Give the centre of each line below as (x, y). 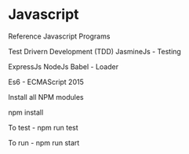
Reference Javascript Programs (59, 36)
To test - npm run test (43, 127)
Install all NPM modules (46, 97)
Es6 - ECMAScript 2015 (46, 82)
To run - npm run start (44, 142)
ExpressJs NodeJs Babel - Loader (64, 66)
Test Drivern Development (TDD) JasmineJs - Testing (95, 51)
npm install (26, 112)
